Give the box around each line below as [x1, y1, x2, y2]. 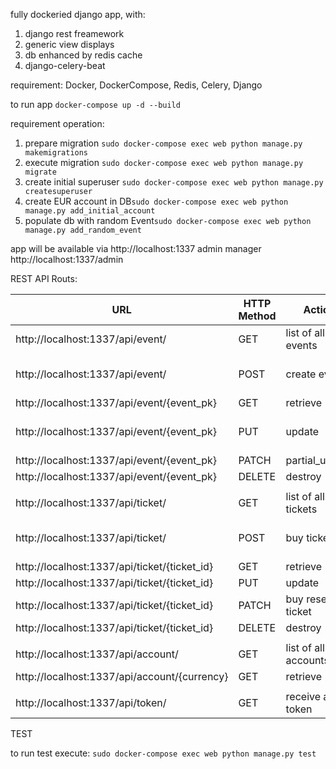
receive [285, 690, 322, 703]
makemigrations [24, 148, 89, 158]
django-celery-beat [24, 60, 106, 71]
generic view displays [24, 39, 115, 50]
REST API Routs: [10, 273, 78, 284]
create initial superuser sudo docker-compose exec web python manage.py [24, 176, 324, 188]
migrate [24, 167, 57, 177]
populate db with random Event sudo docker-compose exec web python [24, 215, 312, 226]
